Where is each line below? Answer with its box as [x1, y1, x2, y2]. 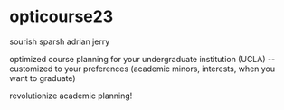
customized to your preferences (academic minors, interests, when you [9, 63, 276, 74]
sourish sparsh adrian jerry [9, 36, 110, 47]
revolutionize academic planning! [9, 90, 133, 101]
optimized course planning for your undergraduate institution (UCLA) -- [9, 53, 276, 64]
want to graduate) [9, 72, 76, 83]
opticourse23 [9, 6, 114, 27]
